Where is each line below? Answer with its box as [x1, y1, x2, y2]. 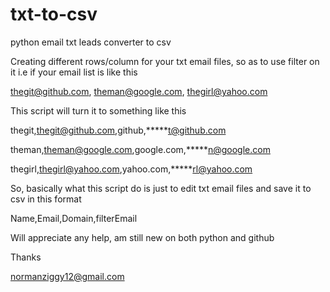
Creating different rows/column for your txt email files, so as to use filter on [10, 55, 320, 67]
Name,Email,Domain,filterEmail [10, 212, 138, 224]
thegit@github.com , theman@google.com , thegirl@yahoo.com [10, 85, 268, 97]
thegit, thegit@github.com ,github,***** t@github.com [10, 124, 227, 136]
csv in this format [10, 193, 82, 205]
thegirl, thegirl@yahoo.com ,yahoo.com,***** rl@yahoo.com [10, 163, 253, 175]
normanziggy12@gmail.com [10, 270, 125, 282]
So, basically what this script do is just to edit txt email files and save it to [10, 182, 312, 194]
